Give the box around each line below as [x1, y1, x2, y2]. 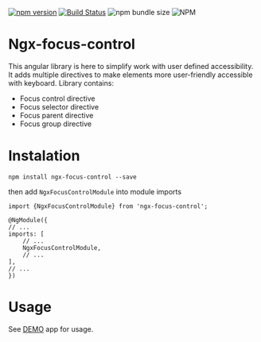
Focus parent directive [19, 110, 94, 120]
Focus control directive [19, 94, 95, 103]
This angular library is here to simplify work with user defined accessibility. [8, 61, 254, 71]
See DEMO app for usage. [8, 324, 94, 333]
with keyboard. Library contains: [8, 78, 114, 87]
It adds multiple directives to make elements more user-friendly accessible [8, 70, 253, 79]
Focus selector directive [19, 102, 99, 111]
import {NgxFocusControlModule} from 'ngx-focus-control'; [8, 202, 208, 210]
